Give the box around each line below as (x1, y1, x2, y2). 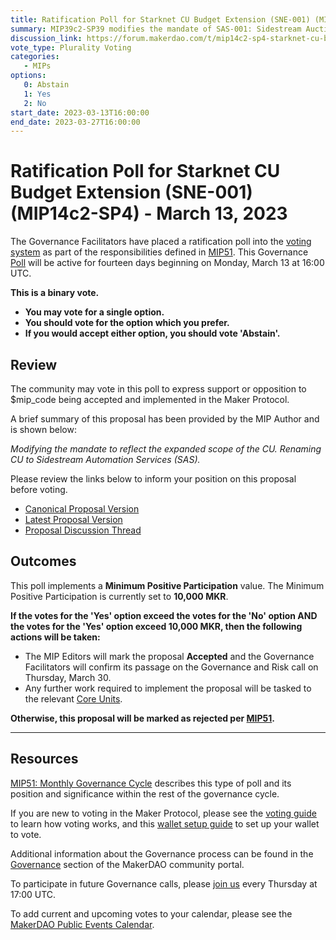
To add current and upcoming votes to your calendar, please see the (10, 907, 293, 920)
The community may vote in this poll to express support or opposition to (10, 383, 307, 395)
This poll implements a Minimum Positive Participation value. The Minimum (10, 579, 325, 591)
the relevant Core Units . (24, 692, 123, 705)
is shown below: (10, 424, 77, 435)
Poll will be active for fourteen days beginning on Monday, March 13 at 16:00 (10, 257, 325, 269)
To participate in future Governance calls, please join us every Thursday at (10, 877, 318, 890)
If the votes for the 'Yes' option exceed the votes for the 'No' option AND (10, 609, 318, 621)
